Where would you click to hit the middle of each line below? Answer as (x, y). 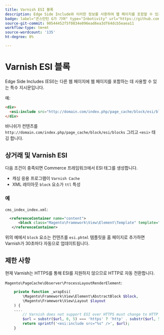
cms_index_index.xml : (27, 209)
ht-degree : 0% (20, 37)
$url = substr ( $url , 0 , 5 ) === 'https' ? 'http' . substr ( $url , (89, 319)
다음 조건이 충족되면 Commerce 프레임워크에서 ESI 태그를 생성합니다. (72, 168)
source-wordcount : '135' (30, 32)
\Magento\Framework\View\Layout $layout (64, 301)
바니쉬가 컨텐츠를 (21, 126)
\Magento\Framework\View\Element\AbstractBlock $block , (81, 296)
